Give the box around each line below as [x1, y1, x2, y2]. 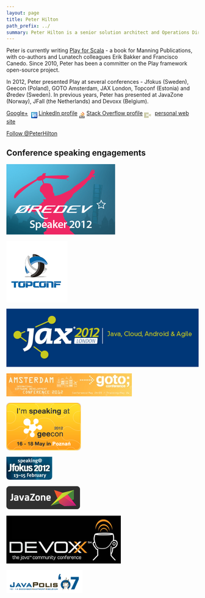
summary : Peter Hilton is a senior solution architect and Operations [6, 29, 190, 36]
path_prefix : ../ [6, 23, 51, 29]
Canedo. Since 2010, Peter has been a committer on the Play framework [6, 60, 188, 67]
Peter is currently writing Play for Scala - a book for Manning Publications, [6, 47, 193, 54]
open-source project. [6, 66, 60, 73]
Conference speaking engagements [6, 148, 146, 158]
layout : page [6, 10, 40, 16]
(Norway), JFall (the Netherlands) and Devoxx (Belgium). [6, 98, 149, 105]
